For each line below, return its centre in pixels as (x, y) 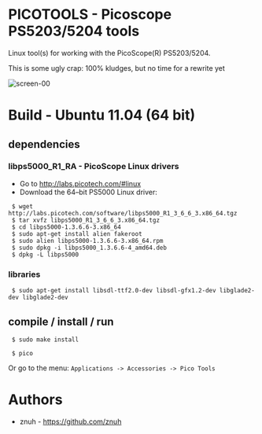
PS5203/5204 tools (74, 31)
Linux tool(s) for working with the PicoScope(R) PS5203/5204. (109, 53)
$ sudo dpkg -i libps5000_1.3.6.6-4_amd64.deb (89, 248)
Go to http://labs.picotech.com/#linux (80, 183)
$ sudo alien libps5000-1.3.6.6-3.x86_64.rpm (87, 241)
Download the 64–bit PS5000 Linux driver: (88, 192)
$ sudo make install (45, 340)
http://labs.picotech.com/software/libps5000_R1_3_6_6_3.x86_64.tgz (123, 213)
